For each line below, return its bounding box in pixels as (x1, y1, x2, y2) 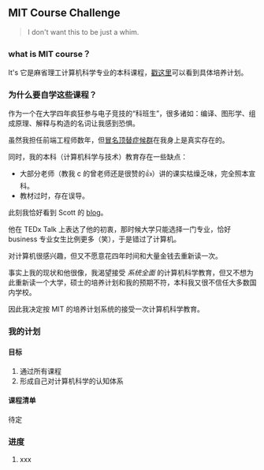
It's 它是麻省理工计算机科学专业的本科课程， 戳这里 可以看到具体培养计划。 (8, 68, 248, 77)
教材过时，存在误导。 (19, 191, 89, 200)
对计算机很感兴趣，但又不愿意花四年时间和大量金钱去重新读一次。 (8, 252, 222, 261)
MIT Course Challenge (8, 6, 121, 20)
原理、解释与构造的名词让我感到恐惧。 (14, 118, 139, 129)
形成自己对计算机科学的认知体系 (19, 376, 124, 386)
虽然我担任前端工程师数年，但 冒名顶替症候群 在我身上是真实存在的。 (8, 136, 229, 145)
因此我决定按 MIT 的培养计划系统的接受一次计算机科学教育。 (8, 304, 205, 314)
